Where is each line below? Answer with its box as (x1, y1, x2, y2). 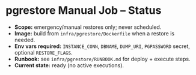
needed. (14, 36, 35, 43)
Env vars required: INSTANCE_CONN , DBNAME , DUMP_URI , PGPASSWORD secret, (14, 43, 191, 50)
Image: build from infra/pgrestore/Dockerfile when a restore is (14, 29, 175, 37)
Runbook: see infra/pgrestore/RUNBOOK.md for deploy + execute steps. (14, 55, 191, 62)
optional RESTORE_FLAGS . (14, 49, 73, 56)
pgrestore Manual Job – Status (5, 4, 162, 17)
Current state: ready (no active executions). (14, 61, 124, 69)
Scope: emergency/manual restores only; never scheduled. (14, 23, 162, 31)
